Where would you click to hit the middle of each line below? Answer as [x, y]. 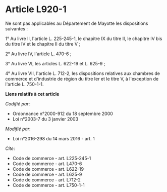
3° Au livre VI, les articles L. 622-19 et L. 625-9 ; [55, 63]
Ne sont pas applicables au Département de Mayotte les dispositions [77, 23]
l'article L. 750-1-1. [24, 84]
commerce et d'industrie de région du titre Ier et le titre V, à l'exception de [82, 79]
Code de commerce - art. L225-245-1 [52, 158]
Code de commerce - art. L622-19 [48, 169]
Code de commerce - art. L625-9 [47, 174]
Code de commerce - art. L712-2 [46, 180]
